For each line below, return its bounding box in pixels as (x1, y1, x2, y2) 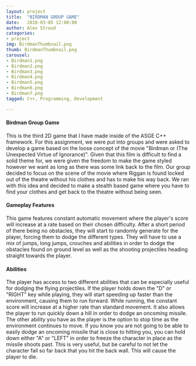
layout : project (6, 8, 46, 15)
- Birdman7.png (6, 90, 43, 96)
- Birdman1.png (6, 57, 43, 63)
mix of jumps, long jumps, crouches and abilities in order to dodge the (6, 240, 175, 247)
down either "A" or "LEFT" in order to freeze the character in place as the (6, 335, 183, 342)
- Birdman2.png (6, 63, 43, 69)
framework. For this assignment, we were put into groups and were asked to (6, 138, 190, 145)
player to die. (6, 353, 38, 361)
